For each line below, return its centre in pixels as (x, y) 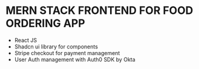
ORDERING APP (45, 23)
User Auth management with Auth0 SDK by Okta (75, 59)
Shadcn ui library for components (56, 47)
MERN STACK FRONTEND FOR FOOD (99, 11)
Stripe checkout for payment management (67, 53)
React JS (26, 40)
